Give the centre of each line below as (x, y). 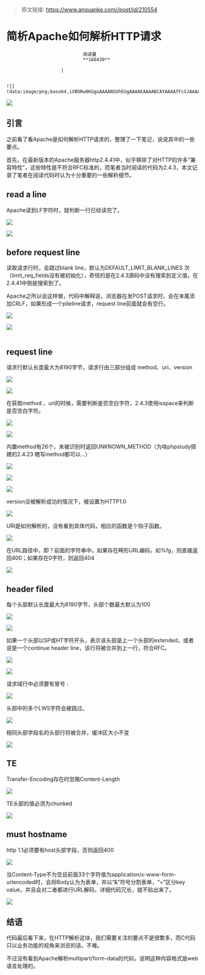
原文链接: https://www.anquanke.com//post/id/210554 (89, 9)
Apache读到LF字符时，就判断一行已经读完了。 (65, 210)
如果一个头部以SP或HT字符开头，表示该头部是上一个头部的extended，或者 (100, 640)
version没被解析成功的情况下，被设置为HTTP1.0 (67, 502)
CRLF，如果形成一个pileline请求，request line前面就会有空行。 (90, 304)
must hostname (37, 834)
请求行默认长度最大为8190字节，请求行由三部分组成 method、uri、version (99, 367)
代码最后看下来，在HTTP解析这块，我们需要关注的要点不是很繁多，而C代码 (101, 938)
